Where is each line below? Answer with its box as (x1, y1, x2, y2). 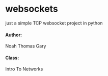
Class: (5, 55, 19, 61)
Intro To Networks (5, 66, 43, 72)
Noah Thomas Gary (5, 43, 46, 49)
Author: (5, 32, 22, 38)
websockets (5, 3, 59, 15)
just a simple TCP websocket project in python (5, 20, 103, 26)
